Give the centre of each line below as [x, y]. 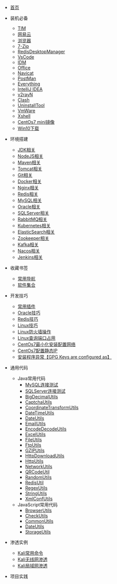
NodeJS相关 [31, 156]
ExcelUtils [35, 434]
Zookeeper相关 [33, 238]
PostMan [27, 78]
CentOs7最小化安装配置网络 [46, 344]
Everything [29, 84]
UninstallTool [31, 105]
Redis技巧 [28, 319]
